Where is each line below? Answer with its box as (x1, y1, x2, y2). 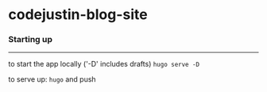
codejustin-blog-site (8, 6, 149, 24)
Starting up (8, 34, 53, 45)
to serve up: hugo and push (8, 75, 97, 84)
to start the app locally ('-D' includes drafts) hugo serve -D (8, 59, 200, 69)
